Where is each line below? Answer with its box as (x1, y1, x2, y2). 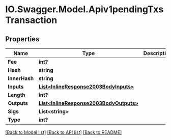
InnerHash (8, 75, 34, 82)
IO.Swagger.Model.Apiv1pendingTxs (5, 4, 164, 15)
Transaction (5, 14, 58, 26)
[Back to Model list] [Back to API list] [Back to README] (5, 129, 122, 135)
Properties (5, 35, 40, 43)
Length (8, 92, 25, 98)
